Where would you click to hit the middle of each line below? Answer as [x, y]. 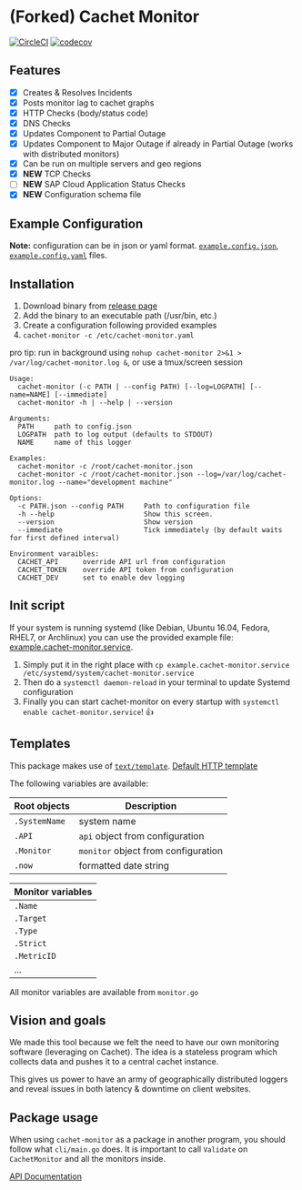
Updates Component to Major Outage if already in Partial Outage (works [158, 144]
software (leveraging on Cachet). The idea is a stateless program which [143, 1052]
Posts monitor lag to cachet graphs [88, 103]
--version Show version [106, 522]
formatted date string [124, 865]
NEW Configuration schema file [82, 195]
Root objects [42, 805]
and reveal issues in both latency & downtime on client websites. [131, 1089]
